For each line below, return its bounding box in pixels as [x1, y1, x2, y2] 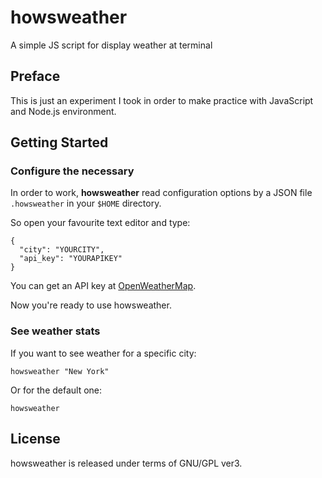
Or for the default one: [10, 384, 103, 396]
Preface [10, 68, 61, 85]
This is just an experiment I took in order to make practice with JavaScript [10, 94, 314, 106]
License [10, 431, 61, 448]
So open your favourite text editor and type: [10, 217, 191, 229]
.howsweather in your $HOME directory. [10, 197, 162, 210]
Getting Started [10, 134, 109, 151]
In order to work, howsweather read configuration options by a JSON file [10, 187, 313, 199]
